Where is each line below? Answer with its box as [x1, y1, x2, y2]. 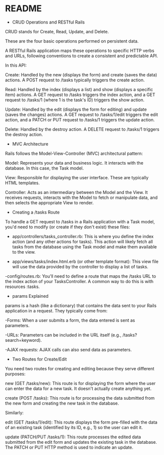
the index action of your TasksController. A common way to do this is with [5, 278, 154, 284]
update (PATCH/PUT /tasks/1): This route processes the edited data [5, 434, 141, 440]
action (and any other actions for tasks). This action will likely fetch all [12, 239, 153, 244]
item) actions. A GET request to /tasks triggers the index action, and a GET [5, 92, 156, 97]
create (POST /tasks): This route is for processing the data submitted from [5, 395, 155, 401]
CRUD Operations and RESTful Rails [12, 19, 85, 25]
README [5, 3, 42, 14]
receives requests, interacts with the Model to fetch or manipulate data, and [5, 194, 158, 200]
